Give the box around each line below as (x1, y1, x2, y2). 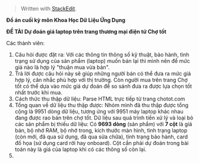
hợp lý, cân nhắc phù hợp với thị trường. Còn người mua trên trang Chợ (14, 77, 188, 83)
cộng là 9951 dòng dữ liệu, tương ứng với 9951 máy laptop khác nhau (14, 108, 184, 115)
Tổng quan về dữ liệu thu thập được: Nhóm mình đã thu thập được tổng (14, 102, 189, 109)
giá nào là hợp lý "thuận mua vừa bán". (14, 64, 110, 71)
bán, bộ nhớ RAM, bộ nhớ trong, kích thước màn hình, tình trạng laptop (14, 127, 188, 134)
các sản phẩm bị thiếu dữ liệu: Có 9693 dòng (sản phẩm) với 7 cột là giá (14, 121, 192, 127)
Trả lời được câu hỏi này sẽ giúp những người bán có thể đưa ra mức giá (14, 70, 191, 77)
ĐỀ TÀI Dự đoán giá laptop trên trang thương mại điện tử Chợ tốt (6, 28, 166, 35)
